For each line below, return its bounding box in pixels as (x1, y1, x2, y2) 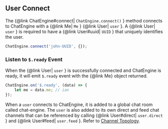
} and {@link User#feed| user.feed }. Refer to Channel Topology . (5, 117, 141, 124)
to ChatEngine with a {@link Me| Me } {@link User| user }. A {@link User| (5, 23, 156, 29)
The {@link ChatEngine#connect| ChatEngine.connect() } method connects (5, 17, 162, 23)
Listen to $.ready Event (5, 56, 63, 63)
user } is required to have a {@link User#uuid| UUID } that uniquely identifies (5, 28, 163, 35)
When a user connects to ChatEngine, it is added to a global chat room (5, 101, 153, 108)
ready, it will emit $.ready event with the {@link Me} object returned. (5, 72, 148, 79)
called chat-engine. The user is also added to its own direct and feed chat (5, 107, 159, 113)
